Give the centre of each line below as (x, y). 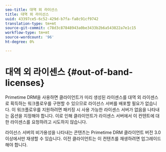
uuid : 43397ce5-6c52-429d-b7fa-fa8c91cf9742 (52, 19)
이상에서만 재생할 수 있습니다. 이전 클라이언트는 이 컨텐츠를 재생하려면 (73, 138)
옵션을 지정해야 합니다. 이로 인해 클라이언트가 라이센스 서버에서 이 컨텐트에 (82, 115)
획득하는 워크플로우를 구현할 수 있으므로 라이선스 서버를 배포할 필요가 (77, 103)
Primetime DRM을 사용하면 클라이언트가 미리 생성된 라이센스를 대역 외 (73, 97)
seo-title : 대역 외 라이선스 (31, 10)
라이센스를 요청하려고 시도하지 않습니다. (49, 122)
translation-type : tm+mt (31, 23)
